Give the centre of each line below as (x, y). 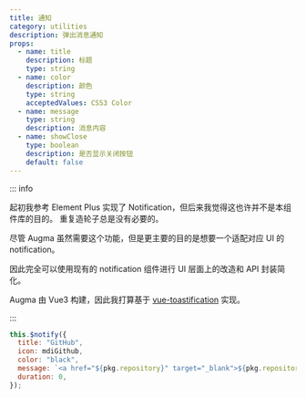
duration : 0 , (42, 377)
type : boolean (52, 145)
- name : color (44, 78)
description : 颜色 (59, 86)
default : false (55, 162)
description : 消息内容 (66, 129)
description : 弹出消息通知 (56, 35)
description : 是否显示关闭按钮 (80, 153)
